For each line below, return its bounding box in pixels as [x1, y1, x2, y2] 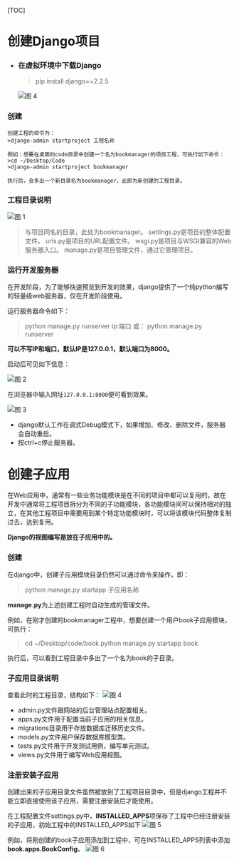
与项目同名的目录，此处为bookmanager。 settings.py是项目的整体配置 [24, 228, 231, 236]
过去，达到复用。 [7, 517, 58, 527]
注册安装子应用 [7, 770, 59, 780]
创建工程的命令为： [7, 129, 55, 136]
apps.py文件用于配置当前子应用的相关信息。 [17, 714, 148, 723]
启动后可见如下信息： [7, 360, 70, 368]
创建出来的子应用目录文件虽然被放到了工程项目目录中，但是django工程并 [7, 788, 221, 796]
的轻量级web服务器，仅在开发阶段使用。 [7, 292, 126, 300]
